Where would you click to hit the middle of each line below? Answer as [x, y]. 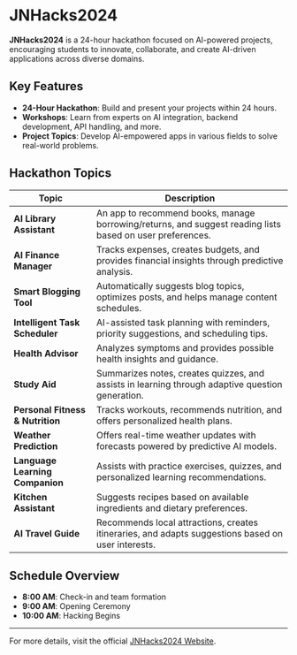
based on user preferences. [153, 235]
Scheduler [36, 333]
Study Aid [35, 384]
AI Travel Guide [47, 533]
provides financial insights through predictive [190, 260]
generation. [120, 395]
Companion [38, 483]
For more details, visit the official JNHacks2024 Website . [113, 641]
